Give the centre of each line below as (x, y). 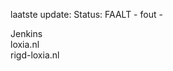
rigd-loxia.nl (35, 55)
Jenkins (26, 33)
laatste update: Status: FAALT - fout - (86, 14)
